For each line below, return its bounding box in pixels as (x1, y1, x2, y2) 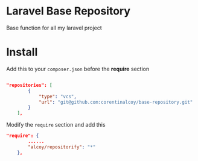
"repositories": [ (6, 82, 53, 88)
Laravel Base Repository (6, 4, 131, 18)
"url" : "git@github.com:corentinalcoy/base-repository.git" (38, 99, 193, 105)
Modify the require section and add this (6, 121, 106, 128)
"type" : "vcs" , (38, 93, 77, 99)
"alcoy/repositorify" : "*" (28, 144, 96, 150)
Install (6, 45, 38, 59)
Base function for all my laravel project (6, 24, 103, 31)
